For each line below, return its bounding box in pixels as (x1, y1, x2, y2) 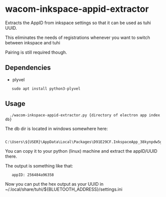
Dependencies (5, 64, 51, 72)
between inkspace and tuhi (5, 39, 60, 45)
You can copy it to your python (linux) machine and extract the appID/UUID (5, 148, 158, 154)
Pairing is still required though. (5, 49, 68, 55)
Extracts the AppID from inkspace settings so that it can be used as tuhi (5, 20, 151, 26)
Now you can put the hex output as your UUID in (5, 181, 104, 187)
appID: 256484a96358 (11, 172, 54, 177)
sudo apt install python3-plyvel (11, 86, 81, 91)
